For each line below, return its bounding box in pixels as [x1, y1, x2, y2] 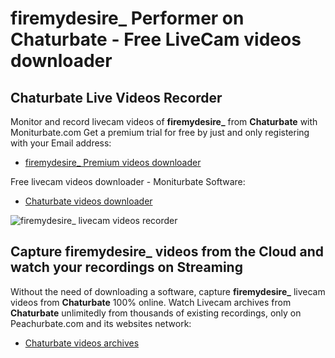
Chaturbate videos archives [24, 337, 140, 349]
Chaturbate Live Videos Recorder [10, 89, 223, 106]
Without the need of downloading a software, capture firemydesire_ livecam [10, 285, 326, 297]
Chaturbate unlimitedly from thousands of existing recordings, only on [10, 307, 302, 319]
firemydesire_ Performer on [10, 7, 245, 30]
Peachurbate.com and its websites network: [10, 317, 192, 329]
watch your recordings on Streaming [10, 259, 243, 276]
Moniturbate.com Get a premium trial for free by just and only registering [10, 127, 310, 138]
